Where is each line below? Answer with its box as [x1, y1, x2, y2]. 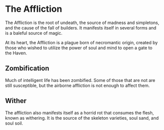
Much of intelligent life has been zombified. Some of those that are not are [5, 77, 156, 83]
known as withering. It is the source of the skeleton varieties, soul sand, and [5, 115, 159, 121]
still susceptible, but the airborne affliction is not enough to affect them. [5, 82, 150, 88]
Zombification [5, 64, 50, 73]
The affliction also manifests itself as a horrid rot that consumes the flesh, [5, 109, 154, 116]
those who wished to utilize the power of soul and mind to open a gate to [5, 45, 153, 51]
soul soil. [5, 120, 23, 126]
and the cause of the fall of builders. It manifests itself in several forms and [5, 25, 157, 30]
